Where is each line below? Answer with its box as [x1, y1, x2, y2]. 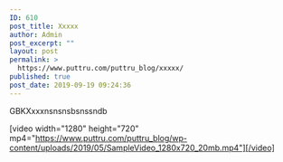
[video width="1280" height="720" [9, 123, 139, 134]
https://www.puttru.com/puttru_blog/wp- [34, 132, 188, 143]
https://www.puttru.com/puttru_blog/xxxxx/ [17, 64, 184, 73]
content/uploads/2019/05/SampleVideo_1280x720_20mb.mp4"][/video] [9, 142, 275, 153]
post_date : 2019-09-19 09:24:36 [9, 81, 131, 90]
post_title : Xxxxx [9, 22, 79, 31]
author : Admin [9, 30, 63, 39]
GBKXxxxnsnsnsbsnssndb [9, 105, 108, 116]
